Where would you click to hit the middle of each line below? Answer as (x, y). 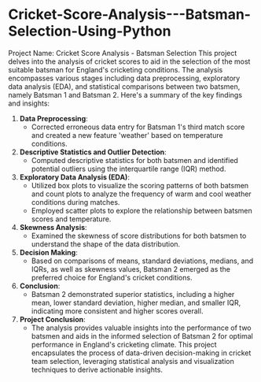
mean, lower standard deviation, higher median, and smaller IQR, (136, 302)
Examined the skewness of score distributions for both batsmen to (139, 236)
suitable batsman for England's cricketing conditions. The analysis (116, 69)
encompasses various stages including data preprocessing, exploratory (124, 78)
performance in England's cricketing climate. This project (124, 344)
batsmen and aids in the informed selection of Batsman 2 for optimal (142, 336)
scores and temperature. (71, 219)
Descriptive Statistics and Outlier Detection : (93, 152)
